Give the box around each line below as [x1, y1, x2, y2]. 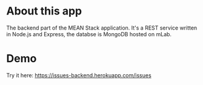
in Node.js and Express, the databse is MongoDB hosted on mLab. [6, 30, 171, 37]
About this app [6, 4, 82, 18]
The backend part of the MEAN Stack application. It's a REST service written [6, 24, 198, 31]
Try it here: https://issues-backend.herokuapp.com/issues [6, 71, 151, 79]
